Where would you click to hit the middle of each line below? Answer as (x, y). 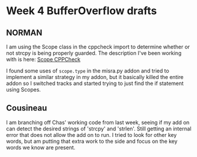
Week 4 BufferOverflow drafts (82, 11)
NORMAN (24, 33)
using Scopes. (24, 89)
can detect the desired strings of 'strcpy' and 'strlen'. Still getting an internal (99, 129)
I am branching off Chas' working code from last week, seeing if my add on (98, 122)
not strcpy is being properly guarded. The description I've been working (94, 53)
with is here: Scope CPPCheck (43, 59)
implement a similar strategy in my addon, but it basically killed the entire (95, 77)
